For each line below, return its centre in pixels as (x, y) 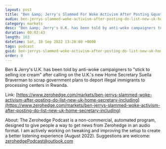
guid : (11, 51)
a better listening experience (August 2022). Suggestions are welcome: (78, 136)
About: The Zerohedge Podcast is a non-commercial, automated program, (81, 120)
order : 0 (14, 56)
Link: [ (12, 95)
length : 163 (17, 37)
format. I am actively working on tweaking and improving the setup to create (83, 131)
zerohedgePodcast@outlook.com (39, 141)
